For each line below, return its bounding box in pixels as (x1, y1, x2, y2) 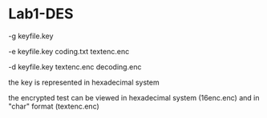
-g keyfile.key (8, 31, 54, 41)
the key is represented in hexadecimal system (8, 77, 160, 87)
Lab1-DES (8, 5, 74, 23)
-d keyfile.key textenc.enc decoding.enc (8, 61, 142, 72)
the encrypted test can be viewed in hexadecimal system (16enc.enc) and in (8, 92, 260, 102)
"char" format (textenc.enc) (8, 101, 100, 111)
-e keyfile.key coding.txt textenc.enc (8, 46, 130, 56)
